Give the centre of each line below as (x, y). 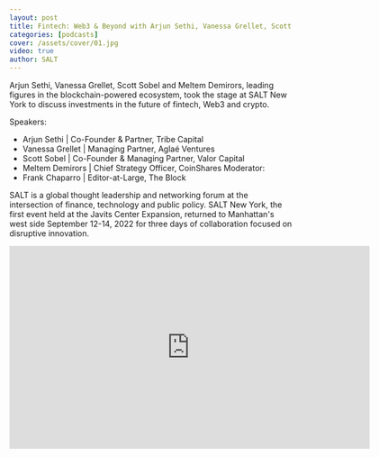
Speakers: (28, 122)
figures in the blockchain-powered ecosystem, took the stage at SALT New (149, 95)
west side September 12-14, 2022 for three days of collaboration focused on (151, 224)
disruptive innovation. (50, 233)
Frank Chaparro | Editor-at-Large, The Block (104, 178)
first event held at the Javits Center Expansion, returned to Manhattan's (142, 214)
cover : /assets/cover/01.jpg (64, 43)
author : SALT (34, 59)
